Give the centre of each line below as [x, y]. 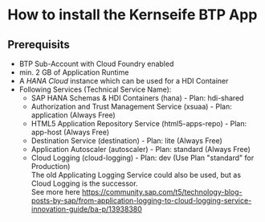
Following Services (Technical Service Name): [95, 89]
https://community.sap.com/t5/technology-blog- [162, 192]
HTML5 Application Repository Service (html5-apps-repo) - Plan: [139, 123]
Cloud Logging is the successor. [84, 183]
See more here [56, 192]
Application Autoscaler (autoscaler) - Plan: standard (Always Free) [141, 149]
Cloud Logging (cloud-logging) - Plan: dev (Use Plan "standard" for [143, 158]
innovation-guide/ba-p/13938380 [86, 209]
